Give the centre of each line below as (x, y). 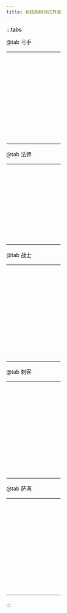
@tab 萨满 (19, 488)
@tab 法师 (19, 154)
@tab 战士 (19, 255)
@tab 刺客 (19, 372)
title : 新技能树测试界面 (34, 12)
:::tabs (14, 29)
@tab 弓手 (19, 42)
